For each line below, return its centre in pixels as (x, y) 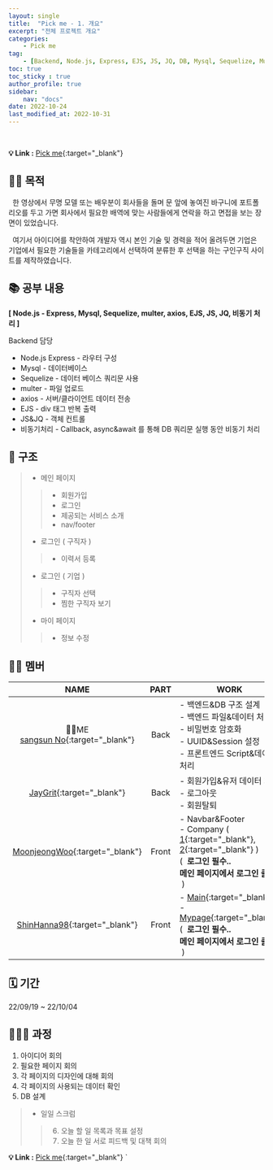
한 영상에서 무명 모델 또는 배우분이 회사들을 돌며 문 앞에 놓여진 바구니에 (125, 202)
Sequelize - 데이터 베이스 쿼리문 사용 (80, 378)
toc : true (25, 69)
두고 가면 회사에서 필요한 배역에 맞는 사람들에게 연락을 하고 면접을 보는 (141, 212)
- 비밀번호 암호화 (210, 729)
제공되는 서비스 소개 (92, 515)
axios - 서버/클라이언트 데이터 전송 (76, 398)
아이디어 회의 (41, 1055)
